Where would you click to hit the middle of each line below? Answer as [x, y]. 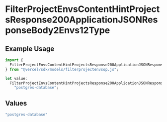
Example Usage [30, 49]
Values [16, 103]
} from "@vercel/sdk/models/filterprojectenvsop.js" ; [62, 69]
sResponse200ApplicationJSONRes [82, 20]
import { [14, 60]
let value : [16, 78]
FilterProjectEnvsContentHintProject [83, 9]
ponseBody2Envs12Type [58, 30]
